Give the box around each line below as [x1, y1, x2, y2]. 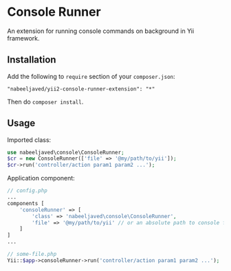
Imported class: [7, 135, 52, 144]
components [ [7, 200, 45, 207]
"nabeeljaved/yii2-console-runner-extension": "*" [7, 85, 155, 93]
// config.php [7, 187, 48, 194]
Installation [7, 54, 56, 66]
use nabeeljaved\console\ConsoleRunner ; [7, 149, 125, 156]
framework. [7, 34, 40, 42]
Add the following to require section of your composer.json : [7, 72, 175, 80]
